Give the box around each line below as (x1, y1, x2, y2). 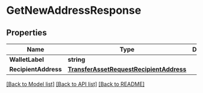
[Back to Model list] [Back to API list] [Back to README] (6, 80, 145, 88)
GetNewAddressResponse (6, 4, 141, 17)
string (67, 55, 86, 64)
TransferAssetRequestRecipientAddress (67, 65, 187, 73)
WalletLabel (9, 55, 44, 64)
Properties (6, 28, 47, 38)
